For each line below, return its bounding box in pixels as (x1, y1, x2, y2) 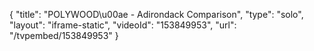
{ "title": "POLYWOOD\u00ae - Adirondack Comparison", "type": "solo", (9, 9, 304, 20)
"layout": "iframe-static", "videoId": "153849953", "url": (9, 19, 237, 31)
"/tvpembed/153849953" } (9, 30, 119, 41)
